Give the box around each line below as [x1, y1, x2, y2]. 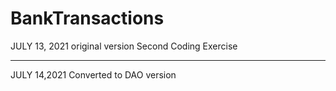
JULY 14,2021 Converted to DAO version [10, 68, 177, 81]
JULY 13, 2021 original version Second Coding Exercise [10, 40, 238, 52]
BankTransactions [10, 7, 165, 30]
